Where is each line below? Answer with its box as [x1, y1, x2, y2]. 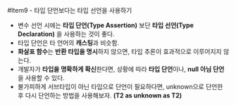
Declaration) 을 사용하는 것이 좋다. [17, 30, 115, 38]
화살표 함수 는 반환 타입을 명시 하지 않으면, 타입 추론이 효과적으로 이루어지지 [17, 48, 222, 55]
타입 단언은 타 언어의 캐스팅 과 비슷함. [17, 39, 120, 47]
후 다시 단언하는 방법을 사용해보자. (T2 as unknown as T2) [17, 91, 182, 100]
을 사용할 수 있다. [17, 74, 65, 82]
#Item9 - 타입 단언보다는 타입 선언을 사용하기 [7, 6, 132, 14]
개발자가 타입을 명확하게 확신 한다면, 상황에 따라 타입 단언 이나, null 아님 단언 [17, 65, 225, 73]
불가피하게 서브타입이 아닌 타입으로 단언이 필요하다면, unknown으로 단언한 [17, 83, 223, 91]
